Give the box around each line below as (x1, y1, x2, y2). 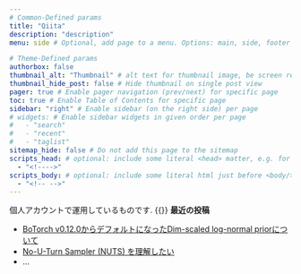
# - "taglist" (9, 138, 70, 147)
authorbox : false (9, 63, 74, 72)
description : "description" (9, 30, 115, 39)
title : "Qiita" (9, 21, 66, 30)
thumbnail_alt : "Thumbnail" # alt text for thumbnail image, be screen (9, 71, 282, 81)
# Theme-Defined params (9, 55, 99, 64)
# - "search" (9, 121, 66, 130)
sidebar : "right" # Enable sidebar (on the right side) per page (9, 104, 258, 113)
